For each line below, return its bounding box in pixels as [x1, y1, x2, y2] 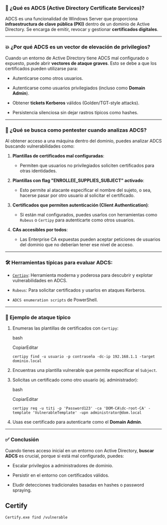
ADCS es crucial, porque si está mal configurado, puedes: [5, 453, 124, 459]
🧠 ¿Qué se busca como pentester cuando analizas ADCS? [5, 127, 147, 134]
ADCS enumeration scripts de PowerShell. [12, 297, 98, 303]
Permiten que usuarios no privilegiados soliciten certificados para [19, 162, 155, 169]
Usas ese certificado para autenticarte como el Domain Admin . [12, 419, 143, 425]
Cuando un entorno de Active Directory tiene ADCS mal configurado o [5, 55, 149, 61]
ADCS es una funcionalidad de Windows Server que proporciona [5, 16, 138, 22]
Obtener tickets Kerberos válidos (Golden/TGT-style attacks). [12, 100, 140, 106]
